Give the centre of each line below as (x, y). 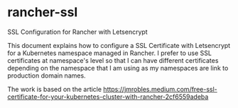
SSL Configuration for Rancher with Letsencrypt (77, 32)
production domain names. (47, 76)
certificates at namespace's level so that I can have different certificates (113, 60)
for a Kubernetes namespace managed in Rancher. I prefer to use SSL (109, 53)
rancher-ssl (43, 12)
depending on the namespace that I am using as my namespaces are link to (118, 68)
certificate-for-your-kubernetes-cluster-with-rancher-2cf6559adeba (108, 97)
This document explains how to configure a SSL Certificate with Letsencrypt (119, 45)
